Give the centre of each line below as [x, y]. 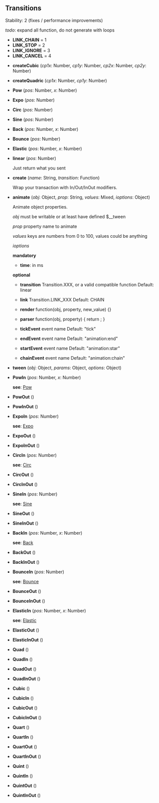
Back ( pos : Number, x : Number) [45, 129]
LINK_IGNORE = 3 [31, 50]
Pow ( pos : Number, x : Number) [45, 90]
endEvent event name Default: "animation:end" [69, 339]
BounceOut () [27, 591]
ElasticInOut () [28, 639]
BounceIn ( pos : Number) [38, 572]
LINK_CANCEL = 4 [32, 56]
